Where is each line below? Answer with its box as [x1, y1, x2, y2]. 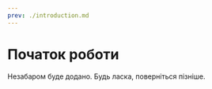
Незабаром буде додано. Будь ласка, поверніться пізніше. [7, 72, 206, 81]
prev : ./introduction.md [7, 11, 89, 20]
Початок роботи [7, 45, 119, 63]
